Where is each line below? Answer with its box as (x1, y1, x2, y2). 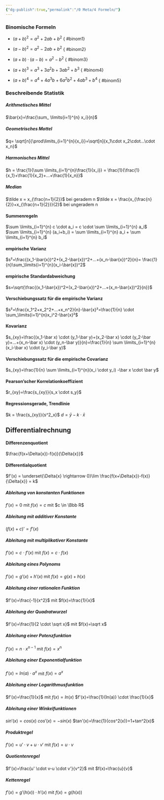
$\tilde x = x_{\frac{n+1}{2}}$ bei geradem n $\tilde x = (5, 196, 118, 202)
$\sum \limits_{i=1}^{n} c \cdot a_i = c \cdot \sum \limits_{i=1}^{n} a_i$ (5, 224, 147, 230)
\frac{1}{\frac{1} (107, 167, 140, 173)
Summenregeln (5, 213, 38, 219)
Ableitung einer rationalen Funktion (5, 585, 80, 591)
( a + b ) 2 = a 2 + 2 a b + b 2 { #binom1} (12, 35, 85, 42)
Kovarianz (5, 323, 27, 329)
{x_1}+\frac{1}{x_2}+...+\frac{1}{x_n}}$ (5, 173, 83, 179)
